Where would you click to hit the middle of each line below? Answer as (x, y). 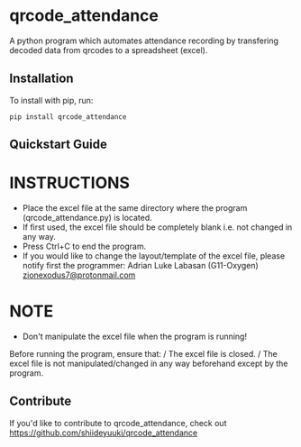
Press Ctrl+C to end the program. (84, 246)
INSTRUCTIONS (70, 183)
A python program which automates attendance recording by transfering (144, 41)
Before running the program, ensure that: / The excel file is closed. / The (143, 354)
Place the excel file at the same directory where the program (135, 208)
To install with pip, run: (51, 100)
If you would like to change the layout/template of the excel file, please (154, 256)
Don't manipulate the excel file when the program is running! (135, 337)
